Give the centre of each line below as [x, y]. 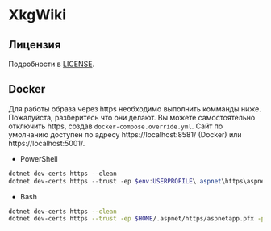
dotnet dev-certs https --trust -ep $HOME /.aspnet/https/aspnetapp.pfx [131, 219]
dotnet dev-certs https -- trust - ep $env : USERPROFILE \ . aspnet [115, 181]
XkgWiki [38, 15]
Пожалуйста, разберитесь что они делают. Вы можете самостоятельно [132, 117]
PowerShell [39, 158]
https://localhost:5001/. [47, 143]
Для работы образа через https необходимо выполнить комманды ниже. [135, 109]
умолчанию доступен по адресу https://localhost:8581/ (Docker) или [125, 134]
